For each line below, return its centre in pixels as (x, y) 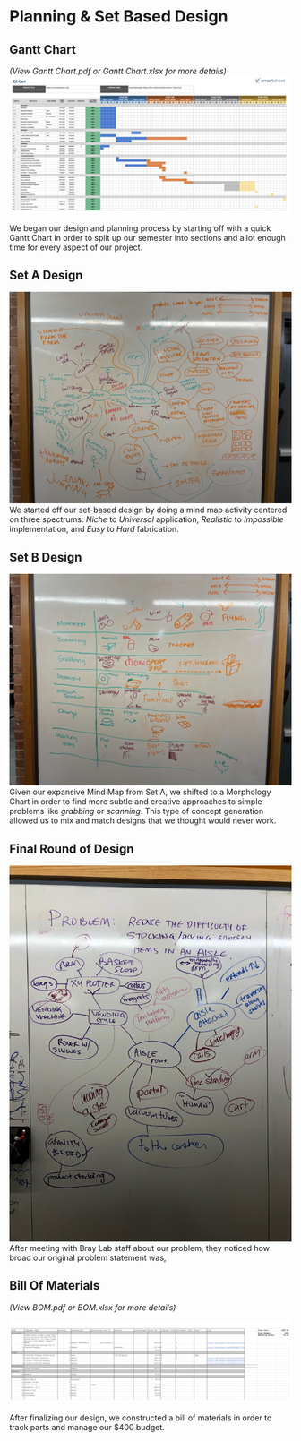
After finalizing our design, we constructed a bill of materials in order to (141, 1418)
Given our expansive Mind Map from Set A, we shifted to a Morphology (140, 792)
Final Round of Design (72, 849)
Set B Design (46, 557)
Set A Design (46, 275)
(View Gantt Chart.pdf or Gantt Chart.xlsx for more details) (118, 71)
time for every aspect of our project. (76, 247)
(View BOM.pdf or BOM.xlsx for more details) (93, 1307)
